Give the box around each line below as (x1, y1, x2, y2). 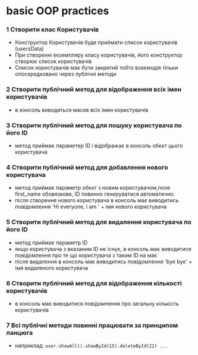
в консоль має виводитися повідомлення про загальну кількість (14, 300, 180, 307)
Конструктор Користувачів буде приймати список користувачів (14, 39, 178, 46)
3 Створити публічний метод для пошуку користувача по (6, 121, 183, 129)
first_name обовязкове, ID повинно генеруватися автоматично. (14, 190, 175, 197)
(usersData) (14, 45, 44, 52)
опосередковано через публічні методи (14, 70, 117, 78)
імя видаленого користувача (14, 264, 89, 271)
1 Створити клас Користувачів (6, 26, 99, 34)
